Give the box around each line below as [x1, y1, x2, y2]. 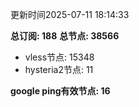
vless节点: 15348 [24, 51, 95, 63]
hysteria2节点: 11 [24, 64, 94, 75]
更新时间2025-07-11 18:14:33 [10, 9, 130, 20]
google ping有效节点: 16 [10, 85, 111, 97]
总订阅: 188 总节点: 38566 [10, 30, 120, 42]
